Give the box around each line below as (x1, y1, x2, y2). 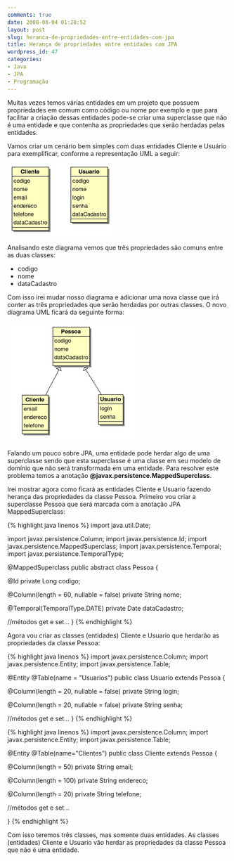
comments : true (7, 11, 52, 18)
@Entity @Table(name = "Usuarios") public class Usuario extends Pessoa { (7, 673, 226, 682)
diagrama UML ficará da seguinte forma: (7, 308, 124, 316)
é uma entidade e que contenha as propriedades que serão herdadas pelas (7, 120, 225, 129)
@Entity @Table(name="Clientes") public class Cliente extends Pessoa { (7, 749, 218, 757)
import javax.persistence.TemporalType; (7, 549, 124, 558)
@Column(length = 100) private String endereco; (7, 776, 148, 784)
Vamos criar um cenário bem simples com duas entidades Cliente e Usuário (7, 141, 227, 150)
